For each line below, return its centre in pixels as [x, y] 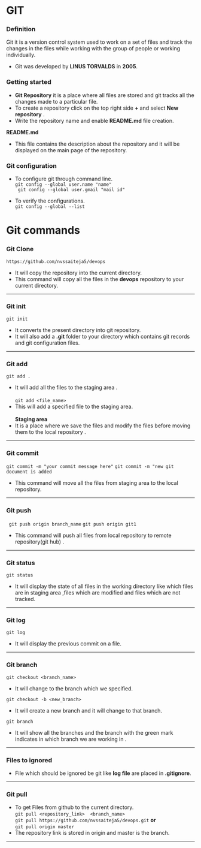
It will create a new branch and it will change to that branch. [89, 710]
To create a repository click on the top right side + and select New [97, 108]
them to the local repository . [50, 432]
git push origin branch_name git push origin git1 [72, 524]
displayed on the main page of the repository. [71, 150]
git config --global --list [50, 207]
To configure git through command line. [63, 179]
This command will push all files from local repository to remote [93, 535]
